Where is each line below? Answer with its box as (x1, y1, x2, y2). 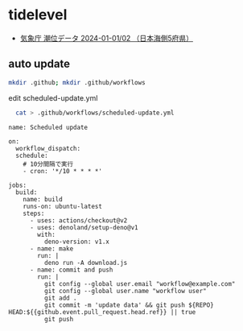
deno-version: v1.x (43, 238, 110, 246)
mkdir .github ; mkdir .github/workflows (8, 78, 146, 86)
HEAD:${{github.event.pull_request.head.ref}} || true (8, 308, 196, 316)
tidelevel (8, 6, 68, 24)
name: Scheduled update (8, 123, 89, 131)
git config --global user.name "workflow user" (43, 287, 207, 295)
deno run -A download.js (43, 259, 128, 267)
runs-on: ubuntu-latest (23, 202, 103, 210)
